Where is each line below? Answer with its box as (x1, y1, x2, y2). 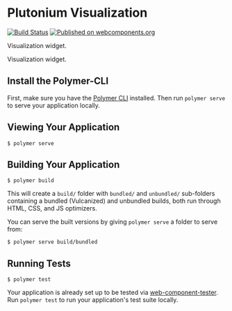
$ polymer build (7, 177, 54, 184)
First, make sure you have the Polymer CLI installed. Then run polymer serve (7, 93, 226, 102)
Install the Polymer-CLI (7, 75, 109, 87)
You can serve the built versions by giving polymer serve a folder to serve (7, 218, 218, 226)
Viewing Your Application (7, 121, 120, 133)
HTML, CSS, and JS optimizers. (7, 204, 97, 213)
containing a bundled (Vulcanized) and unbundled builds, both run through (7, 197, 221, 205)
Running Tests (7, 257, 71, 269)
